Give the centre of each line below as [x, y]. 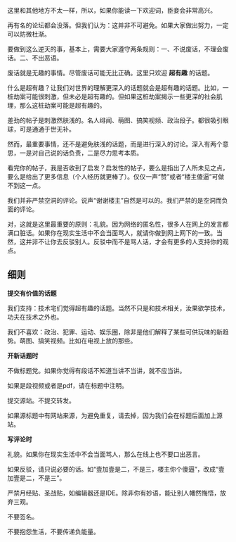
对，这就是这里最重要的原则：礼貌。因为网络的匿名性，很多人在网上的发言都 [118, 224]
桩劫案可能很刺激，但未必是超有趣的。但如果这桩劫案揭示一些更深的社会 [112, 96]
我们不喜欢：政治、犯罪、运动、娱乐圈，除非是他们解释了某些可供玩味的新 [115, 332]
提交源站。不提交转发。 [41, 401]
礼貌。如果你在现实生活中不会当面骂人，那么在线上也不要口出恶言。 [106, 454]
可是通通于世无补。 [47, 129]
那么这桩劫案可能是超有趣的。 [63, 105]
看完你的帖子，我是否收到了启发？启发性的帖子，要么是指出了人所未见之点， [118, 168]
